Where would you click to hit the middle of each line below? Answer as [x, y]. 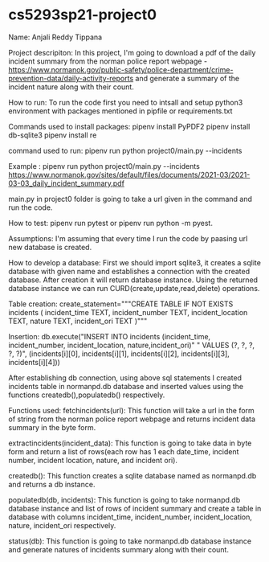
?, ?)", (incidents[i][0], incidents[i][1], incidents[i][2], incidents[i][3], [119, 353]
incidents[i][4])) [34, 362]
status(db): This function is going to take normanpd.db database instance [130, 541]
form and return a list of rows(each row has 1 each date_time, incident [124, 451]
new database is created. [50, 247]
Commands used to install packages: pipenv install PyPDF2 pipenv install [129, 126]
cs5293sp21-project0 [83, 15]
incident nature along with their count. [71, 87]
